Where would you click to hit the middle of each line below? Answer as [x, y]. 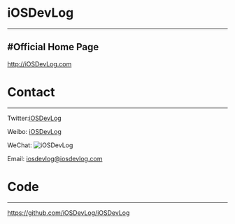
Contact [31, 92]
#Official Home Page [53, 47]
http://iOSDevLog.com [40, 64]
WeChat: [20, 145]
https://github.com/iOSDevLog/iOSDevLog [69, 212]
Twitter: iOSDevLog [34, 118]
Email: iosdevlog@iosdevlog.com [55, 158]
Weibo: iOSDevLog [34, 131]
